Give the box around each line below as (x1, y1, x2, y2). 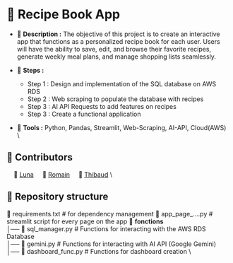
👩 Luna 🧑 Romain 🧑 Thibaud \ (13, 170, 112, 179)
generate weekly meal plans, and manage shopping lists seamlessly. (16, 52, 217, 61)
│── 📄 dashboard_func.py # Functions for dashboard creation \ (6, 247, 191, 255)
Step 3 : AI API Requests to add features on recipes (27, 102, 177, 110)
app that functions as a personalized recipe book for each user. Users (16, 37, 220, 45)
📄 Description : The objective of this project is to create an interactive (16, 30, 220, 38)
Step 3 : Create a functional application (27, 110, 141, 118)
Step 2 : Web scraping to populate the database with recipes (27, 95, 204, 103)
